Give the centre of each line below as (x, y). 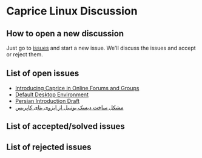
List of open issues (43, 74)
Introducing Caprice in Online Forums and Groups (77, 88)
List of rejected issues (49, 147)
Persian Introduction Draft (47, 100)
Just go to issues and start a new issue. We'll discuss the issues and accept (101, 48)
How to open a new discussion (65, 34)
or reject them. (25, 54)
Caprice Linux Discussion (72, 11)
